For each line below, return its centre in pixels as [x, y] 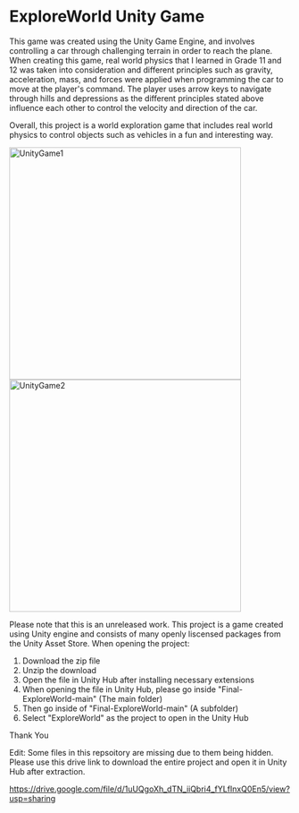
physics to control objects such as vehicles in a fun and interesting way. [141, 134]
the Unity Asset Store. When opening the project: [100, 643]
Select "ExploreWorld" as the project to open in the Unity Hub [135, 717]
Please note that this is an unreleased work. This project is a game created [146, 624]
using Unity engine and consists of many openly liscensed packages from [145, 634]
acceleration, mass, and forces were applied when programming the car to [146, 79]
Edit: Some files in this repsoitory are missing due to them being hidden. [141, 752]
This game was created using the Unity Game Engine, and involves [132, 41]
